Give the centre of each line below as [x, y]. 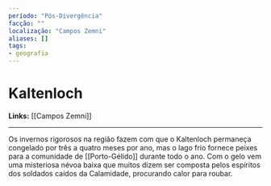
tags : [17, 46]
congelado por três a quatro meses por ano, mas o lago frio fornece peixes [133, 147]
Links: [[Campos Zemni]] [50, 116]
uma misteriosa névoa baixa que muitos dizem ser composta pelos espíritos [134, 165]
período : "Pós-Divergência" [56, 16]
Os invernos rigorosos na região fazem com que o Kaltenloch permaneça [130, 139]
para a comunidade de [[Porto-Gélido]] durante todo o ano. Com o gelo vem [135, 156]
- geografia [28, 53]
